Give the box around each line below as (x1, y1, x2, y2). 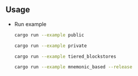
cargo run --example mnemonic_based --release (14, 64, 133, 70)
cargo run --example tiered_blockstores (14, 53, 116, 59)
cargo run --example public (14, 32, 84, 38)
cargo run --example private (14, 43, 87, 49)
